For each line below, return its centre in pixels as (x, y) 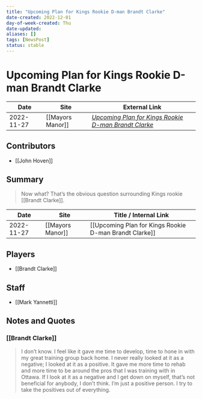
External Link (142, 107)
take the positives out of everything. (66, 389)
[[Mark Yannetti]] (36, 302)
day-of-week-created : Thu (38, 23)
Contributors (31, 146)
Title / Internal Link (142, 215)
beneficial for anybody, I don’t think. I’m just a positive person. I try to (106, 383)
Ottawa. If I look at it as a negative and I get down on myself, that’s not (108, 377)
